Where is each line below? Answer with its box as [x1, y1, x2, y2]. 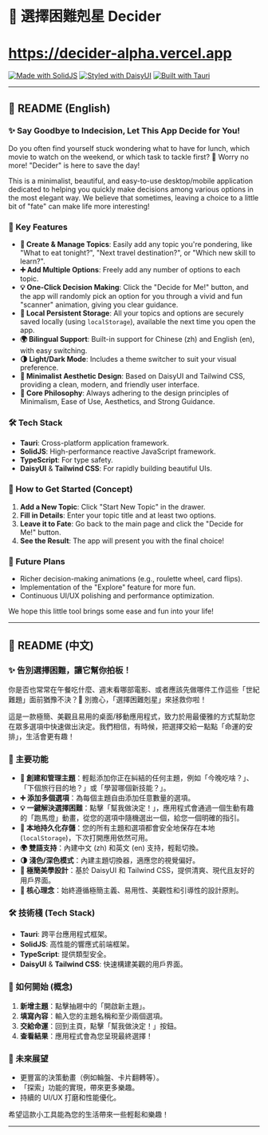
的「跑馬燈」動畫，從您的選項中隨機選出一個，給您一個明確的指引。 [19, 812, 244, 823]
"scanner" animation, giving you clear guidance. [19, 300, 179, 310]
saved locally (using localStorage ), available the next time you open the [19, 317, 256, 327]
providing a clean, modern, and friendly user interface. [19, 380, 199, 390]
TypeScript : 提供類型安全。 [19, 950, 111, 959]
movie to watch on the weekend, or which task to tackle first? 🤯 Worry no [8, 152, 249, 161]
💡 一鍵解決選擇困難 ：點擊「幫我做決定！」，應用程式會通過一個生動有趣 [19, 803, 254, 812]
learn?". [19, 256, 45, 266]
